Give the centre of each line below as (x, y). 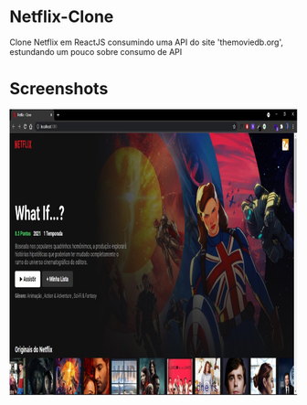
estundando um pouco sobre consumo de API (96, 51)
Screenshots (59, 89)
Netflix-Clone (62, 17)
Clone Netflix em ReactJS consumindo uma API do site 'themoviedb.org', (147, 42)
